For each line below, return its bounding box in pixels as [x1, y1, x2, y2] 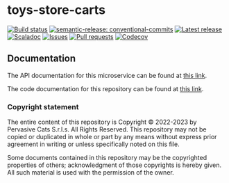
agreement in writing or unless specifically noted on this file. [7, 140, 180, 148]
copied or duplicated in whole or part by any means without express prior [7, 133, 217, 141]
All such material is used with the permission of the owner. [7, 168, 175, 177]
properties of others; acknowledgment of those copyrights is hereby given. [7, 161, 222, 169]
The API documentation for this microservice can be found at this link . [7, 71, 207, 79]
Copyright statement [7, 102, 79, 111]
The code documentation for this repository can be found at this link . [7, 84, 204, 93]
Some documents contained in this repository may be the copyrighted [7, 154, 207, 162]
